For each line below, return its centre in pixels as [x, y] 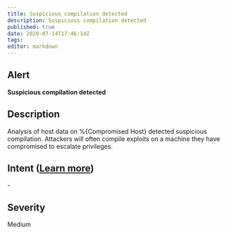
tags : [15, 40]
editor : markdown [33, 47]
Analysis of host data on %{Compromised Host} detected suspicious [107, 131]
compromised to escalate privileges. [60, 146]
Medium [19, 224]
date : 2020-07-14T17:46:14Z [49, 33]
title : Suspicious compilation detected [68, 14]
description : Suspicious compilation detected [77, 20]
